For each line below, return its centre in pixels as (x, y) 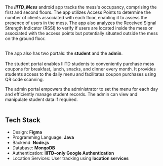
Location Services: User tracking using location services (70, 158)
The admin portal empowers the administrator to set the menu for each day (81, 89)
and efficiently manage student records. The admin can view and (71, 94)
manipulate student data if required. (41, 100)
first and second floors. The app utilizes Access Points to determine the (78, 12)
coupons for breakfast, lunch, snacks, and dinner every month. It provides (81, 69)
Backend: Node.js (31, 142)
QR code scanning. (24, 79)
